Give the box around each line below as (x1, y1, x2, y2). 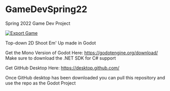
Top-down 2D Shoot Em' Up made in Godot (5, 39, 96, 46)
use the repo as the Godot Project (5, 80, 76, 86)
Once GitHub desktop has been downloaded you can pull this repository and (5, 74, 165, 80)
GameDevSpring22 (5, 4, 88, 15)
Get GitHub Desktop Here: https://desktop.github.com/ (5, 65, 120, 71)
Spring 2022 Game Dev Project (5, 20, 71, 26)
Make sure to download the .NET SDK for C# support (5, 55, 116, 61)
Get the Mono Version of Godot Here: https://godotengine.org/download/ (5, 50, 158, 56)
